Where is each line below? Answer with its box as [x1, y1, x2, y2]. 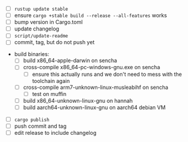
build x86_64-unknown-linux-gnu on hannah [23, 97, 133, 104]
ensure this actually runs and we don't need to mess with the [32, 70, 183, 78]
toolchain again [32, 77, 70, 84]
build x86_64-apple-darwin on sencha [23, 57, 118, 64]
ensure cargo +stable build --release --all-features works [14, 12, 168, 19]
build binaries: [14, 51, 50, 58]
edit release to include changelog [14, 129, 97, 136]
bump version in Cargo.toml [14, 18, 83, 26]
